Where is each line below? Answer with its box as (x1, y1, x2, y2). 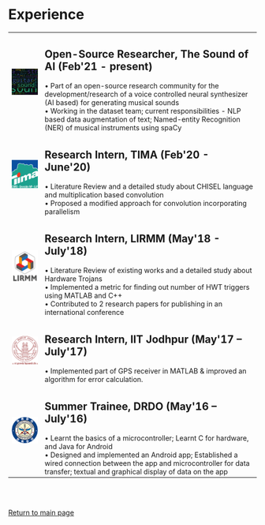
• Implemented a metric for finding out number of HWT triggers (44, 282, 250, 291)
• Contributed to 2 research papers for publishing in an (44, 298, 223, 309)
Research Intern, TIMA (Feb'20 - (44, 148, 210, 162)
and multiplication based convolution (44, 189, 164, 199)
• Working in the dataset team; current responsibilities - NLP (44, 106, 242, 115)
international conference (44, 307, 125, 317)
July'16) (44, 412, 88, 426)
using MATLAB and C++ (44, 291, 123, 300)
